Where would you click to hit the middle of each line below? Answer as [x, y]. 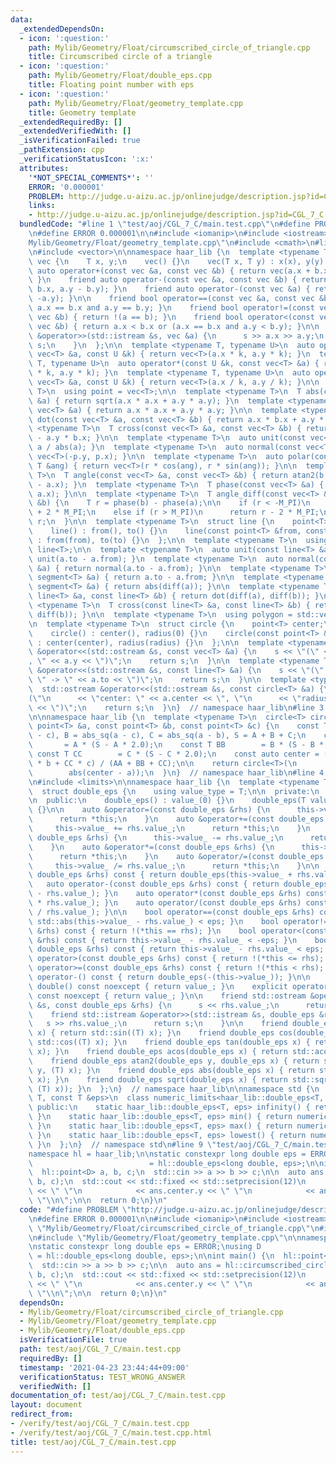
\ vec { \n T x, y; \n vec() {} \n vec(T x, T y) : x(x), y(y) [176, 261]
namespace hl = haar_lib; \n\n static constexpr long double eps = [167, 1154]
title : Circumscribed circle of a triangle [120, 57]
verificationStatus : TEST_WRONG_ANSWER [102, 1377]
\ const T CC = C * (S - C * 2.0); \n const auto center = [174, 754]
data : [21, 19]
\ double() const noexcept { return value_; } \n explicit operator [178, 986]
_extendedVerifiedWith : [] [75, 131]
